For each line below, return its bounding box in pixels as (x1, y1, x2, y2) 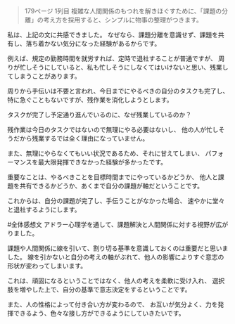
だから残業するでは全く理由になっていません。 (13, 134, 149, 143)
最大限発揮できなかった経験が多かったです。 (37, 158, 167, 166)
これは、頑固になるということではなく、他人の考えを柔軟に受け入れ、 (7, 277, 211, 285)
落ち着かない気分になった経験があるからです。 (25, 39, 161, 48)
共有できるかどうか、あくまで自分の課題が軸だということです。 (19, 182, 204, 190)
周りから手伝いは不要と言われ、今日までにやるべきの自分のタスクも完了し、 (7, 87, 229, 95)
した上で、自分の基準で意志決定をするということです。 (31, 285, 191, 294)
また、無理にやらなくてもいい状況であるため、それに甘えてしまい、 (7, 149, 204, 157)
